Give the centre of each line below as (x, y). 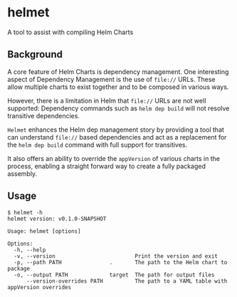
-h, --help (30, 250)
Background (35, 54)
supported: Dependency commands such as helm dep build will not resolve (118, 108)
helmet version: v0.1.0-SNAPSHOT (57, 219)
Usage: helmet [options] (44, 231)
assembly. (22, 173)
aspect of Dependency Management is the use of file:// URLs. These (111, 79)
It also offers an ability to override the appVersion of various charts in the (114, 158)
